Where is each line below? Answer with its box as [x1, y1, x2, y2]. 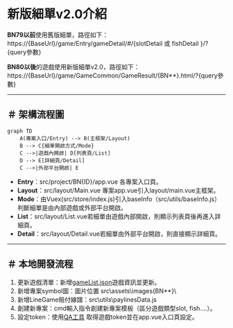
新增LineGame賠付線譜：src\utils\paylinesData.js [17, 295, 157, 304]
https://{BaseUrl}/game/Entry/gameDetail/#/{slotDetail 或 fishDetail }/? [7, 39, 209, 47]
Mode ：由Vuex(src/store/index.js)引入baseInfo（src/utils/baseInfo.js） [17, 195, 221, 203]
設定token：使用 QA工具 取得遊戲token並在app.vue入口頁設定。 [17, 313, 199, 321]
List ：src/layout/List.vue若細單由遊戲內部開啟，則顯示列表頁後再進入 [17, 212, 215, 221]
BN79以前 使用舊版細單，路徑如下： [7, 31, 109, 39]
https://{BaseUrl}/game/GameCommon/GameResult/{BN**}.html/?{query [7, 71, 218, 80]
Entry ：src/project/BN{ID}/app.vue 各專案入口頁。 [17, 178, 162, 186]
